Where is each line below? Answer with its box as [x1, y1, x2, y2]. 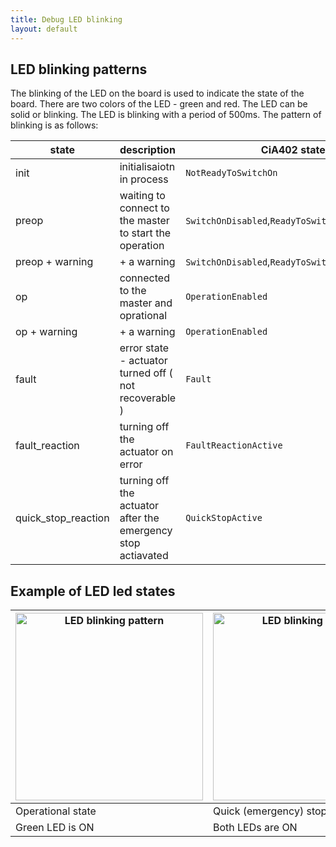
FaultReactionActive [185, 440, 283, 451]
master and [119, 296, 173, 310]
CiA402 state [260, 143, 326, 157]
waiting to [119, 189, 166, 203]
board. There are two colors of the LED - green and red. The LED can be [10, 98, 308, 110]
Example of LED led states [10, 582, 176, 600]
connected [119, 271, 170, 285]
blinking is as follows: [10, 119, 99, 131]
